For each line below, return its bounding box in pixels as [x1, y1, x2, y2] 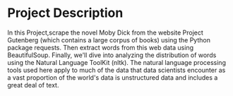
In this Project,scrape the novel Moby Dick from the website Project [7, 28, 203, 37]
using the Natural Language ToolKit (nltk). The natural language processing [7, 58, 226, 66]
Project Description [7, 5, 124, 21]
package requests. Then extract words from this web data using [7, 43, 194, 52]
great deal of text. [7, 80, 59, 89]
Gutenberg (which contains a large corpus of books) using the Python [7, 35, 210, 44]
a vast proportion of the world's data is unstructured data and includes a [7, 73, 218, 82]
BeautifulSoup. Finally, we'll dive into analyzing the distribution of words [7, 51, 217, 59]
